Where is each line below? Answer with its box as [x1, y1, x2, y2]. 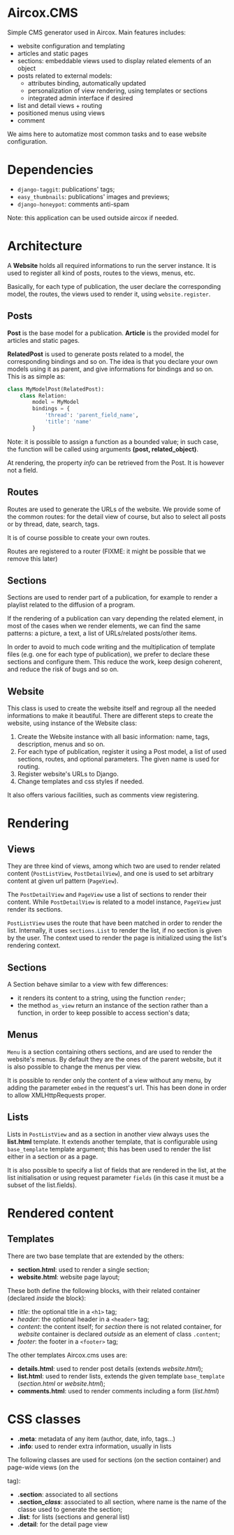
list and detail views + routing [17, 101, 103, 109]
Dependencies [7, 162, 94, 178]
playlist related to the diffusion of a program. [7, 601, 136, 609]
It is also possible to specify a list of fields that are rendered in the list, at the [7, 1165, 227, 1174]
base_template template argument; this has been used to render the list [7, 1144, 211, 1153]
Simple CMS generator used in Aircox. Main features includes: [7, 28, 187, 36]
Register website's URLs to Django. [17, 770, 119, 778]
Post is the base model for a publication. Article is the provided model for [7, 328, 219, 337]
